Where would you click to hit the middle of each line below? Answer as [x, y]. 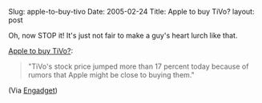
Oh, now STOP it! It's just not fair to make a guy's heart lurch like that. [123, 36]
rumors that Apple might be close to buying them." [111, 75]
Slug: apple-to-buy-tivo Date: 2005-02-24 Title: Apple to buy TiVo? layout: [131, 12]
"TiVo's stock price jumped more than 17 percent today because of [138, 66]
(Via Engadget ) [33, 90]
